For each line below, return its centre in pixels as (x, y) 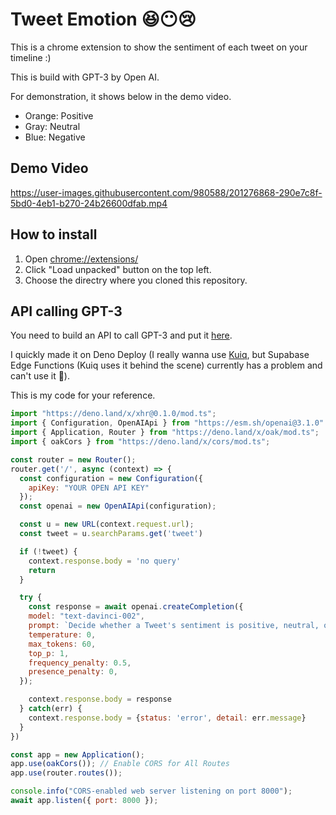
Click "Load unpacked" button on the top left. (118, 269)
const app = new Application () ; (77, 754)
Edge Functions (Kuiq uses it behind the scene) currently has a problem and (166, 365)
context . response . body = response (100, 699)
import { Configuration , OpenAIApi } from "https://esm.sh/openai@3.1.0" (167, 423)
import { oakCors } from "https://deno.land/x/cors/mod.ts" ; (140, 442)
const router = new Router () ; (73, 459)
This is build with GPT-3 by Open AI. (85, 77)
